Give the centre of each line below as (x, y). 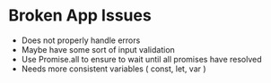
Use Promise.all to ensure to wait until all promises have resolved (141, 59)
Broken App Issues (80, 16)
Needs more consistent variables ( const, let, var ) (114, 69)
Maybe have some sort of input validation (98, 49)
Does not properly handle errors (81, 40)
